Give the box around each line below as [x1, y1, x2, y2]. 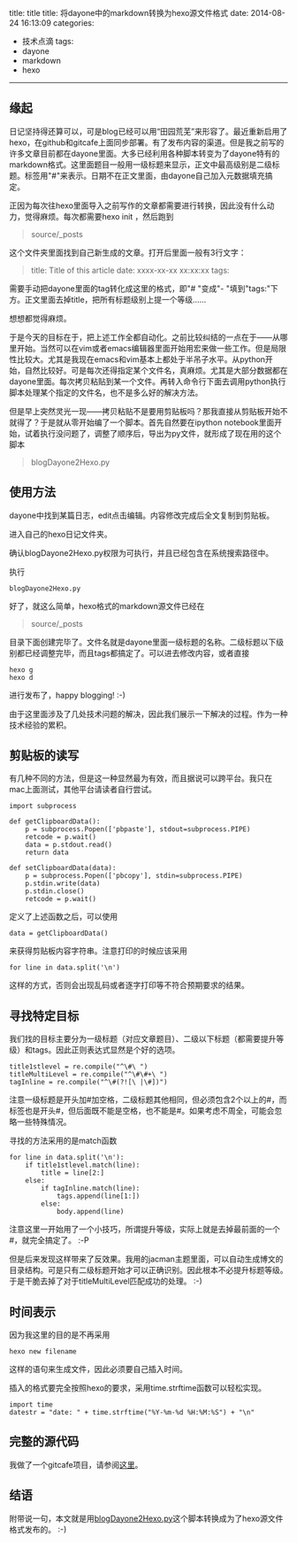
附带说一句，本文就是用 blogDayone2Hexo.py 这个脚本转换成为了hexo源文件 [9, 1513, 284, 1524]
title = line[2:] [41, 1169, 104, 1177]
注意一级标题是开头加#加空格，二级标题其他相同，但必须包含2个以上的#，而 [9, 1094, 287, 1105]
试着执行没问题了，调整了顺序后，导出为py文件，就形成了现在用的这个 [24, 428, 282, 438]
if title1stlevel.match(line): [25, 1161, 141, 1170]
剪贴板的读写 [9, 748, 80, 763]
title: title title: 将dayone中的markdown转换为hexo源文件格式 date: [9, 8, 249, 18]
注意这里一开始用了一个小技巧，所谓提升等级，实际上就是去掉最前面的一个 [9, 1224, 280, 1235]
